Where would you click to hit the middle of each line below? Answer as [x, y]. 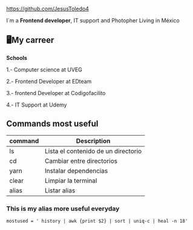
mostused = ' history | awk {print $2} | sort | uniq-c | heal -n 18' [97, 221]
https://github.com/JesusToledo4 [48, 9]
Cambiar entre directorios [81, 161]
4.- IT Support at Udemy [37, 105]
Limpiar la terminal [71, 180]
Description [93, 140]
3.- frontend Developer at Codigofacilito [56, 93]
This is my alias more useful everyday [63, 208]
